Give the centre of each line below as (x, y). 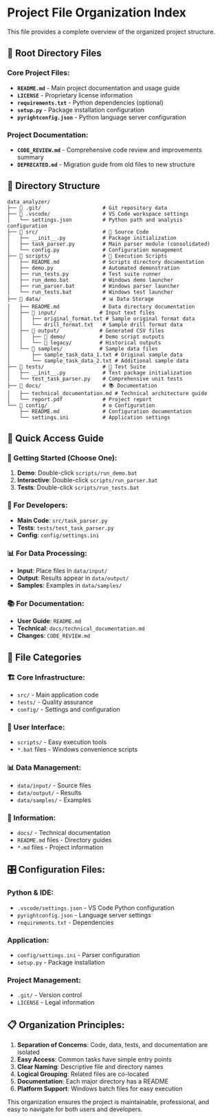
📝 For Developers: (37, 505)
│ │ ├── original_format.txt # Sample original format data (101, 318)
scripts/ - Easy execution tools (62, 742)
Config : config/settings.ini (58, 535)
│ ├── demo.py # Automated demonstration (93, 268)
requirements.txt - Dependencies (65, 922)
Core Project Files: (38, 73)
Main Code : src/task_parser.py (62, 520)
